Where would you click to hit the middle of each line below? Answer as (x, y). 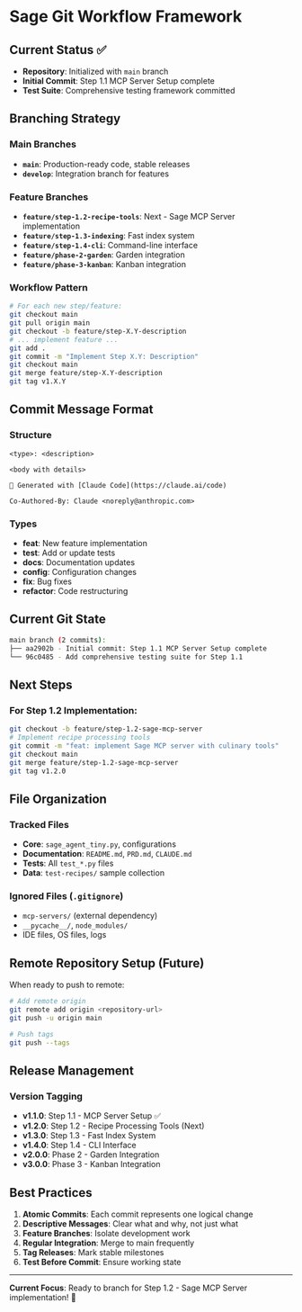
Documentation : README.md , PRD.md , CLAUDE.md (107, 854)
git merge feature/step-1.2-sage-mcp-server (94, 762)
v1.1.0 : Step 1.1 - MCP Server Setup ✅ (92, 1116)
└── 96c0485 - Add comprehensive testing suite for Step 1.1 (126, 657)
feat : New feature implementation (85, 544)
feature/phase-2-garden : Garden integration (104, 255)
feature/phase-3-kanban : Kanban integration (104, 264)
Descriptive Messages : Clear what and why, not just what (130, 1224)
